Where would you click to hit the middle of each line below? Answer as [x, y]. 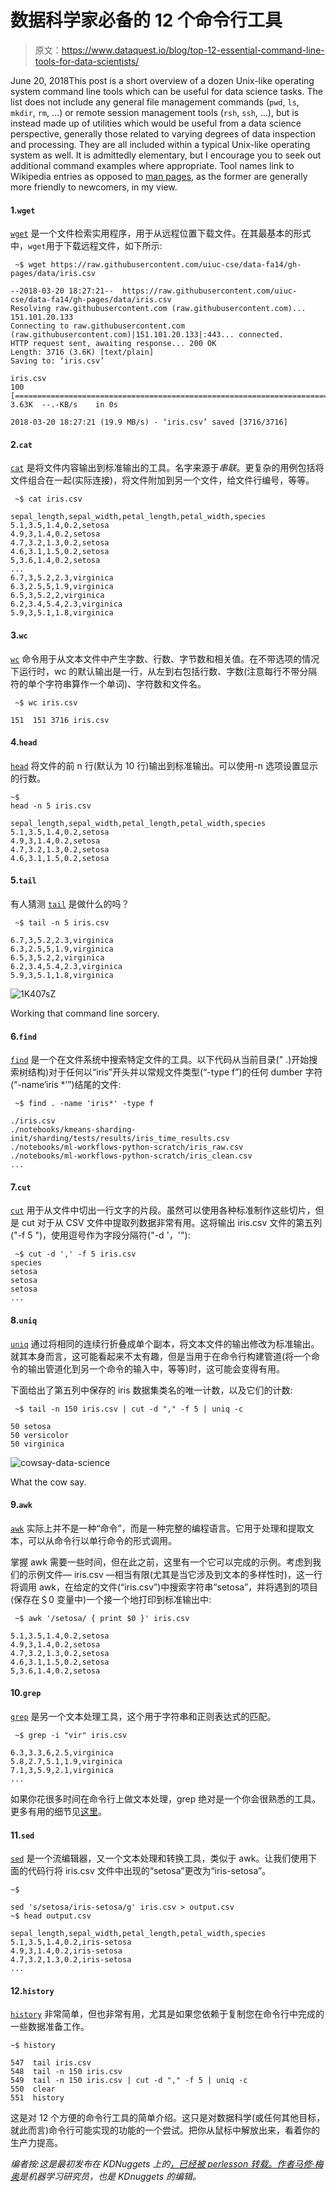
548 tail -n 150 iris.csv [66, 2072]
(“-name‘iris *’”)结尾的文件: [66, 1085]
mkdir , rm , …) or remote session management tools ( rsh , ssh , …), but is [155, 112]
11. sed [22, 1835]
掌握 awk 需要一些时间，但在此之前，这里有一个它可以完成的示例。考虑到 [161, 1562]
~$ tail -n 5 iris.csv [62, 922]
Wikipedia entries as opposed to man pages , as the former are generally [159, 176]
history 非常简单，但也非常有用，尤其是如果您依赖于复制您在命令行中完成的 [167, 2014]
